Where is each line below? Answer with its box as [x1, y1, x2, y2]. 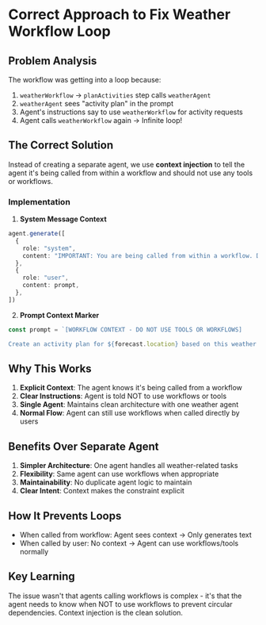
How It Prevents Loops [8, 509, 122, 523]
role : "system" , [22, 244, 77, 252]
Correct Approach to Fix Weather [8, 6, 231, 24]
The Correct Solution [8, 139, 113, 152]
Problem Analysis [8, 54, 97, 67]
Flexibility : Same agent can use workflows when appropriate [19, 470, 219, 479]
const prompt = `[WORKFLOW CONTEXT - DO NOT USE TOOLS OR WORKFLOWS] [8, 325, 243, 334]
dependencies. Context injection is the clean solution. [8, 608, 184, 617]
